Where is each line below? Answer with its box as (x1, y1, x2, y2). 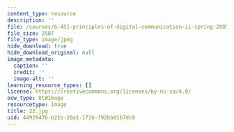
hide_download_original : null (7, 50, 95, 57)
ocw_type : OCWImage (7, 95, 64, 102)
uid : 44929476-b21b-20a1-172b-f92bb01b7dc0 (7, 114, 136, 121)
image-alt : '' (13, 75, 54, 82)
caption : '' (13, 62, 49, 69)
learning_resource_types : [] (7, 82, 92, 89)
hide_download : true (7, 43, 68, 50)
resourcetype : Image (7, 101, 68, 108)
